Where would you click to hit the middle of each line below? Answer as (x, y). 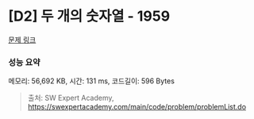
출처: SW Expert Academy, (71, 98)
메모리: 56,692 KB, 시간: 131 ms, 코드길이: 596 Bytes (91, 81)
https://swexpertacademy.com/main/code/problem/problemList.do (137, 107)
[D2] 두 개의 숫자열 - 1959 (89, 16)
